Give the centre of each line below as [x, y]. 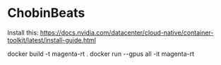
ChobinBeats [46, 13]
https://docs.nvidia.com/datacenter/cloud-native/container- [127, 32]
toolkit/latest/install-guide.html [52, 40]
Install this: [23, 32]
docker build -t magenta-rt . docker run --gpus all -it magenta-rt [101, 54]
